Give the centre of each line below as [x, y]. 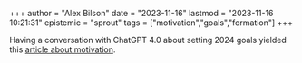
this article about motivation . [63, 49]
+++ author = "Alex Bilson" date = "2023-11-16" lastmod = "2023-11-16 [141, 13]
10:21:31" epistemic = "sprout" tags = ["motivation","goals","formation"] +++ [151, 22]
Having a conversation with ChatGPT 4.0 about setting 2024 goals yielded [148, 40]
